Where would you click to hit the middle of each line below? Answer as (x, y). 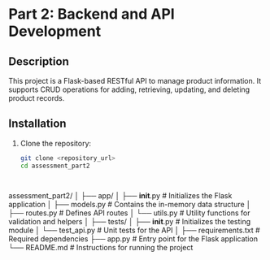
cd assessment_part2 (55, 166)
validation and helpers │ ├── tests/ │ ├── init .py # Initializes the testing (130, 221)
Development (55, 31)
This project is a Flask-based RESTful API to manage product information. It (135, 81)
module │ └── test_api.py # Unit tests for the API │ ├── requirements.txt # (134, 230)
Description (39, 61)
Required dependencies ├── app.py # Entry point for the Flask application (133, 238)
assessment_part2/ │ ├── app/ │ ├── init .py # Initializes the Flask (120, 195)
